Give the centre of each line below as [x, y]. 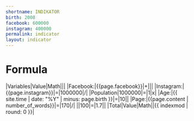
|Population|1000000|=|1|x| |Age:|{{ [133, 92]
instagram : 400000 [29, 29]
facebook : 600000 [27, 23]
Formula [27, 70]
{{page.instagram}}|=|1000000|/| [47, 92]
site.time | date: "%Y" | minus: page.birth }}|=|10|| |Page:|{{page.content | [97, 99]
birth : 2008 [20, 17]
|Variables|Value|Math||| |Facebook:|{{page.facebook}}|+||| [80, 86]
